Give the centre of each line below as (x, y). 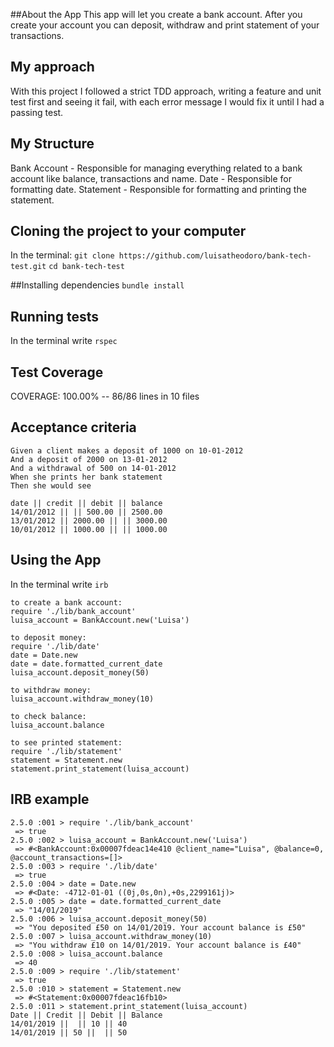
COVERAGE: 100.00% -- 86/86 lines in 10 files (105, 396)
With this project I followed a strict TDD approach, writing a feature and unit (166, 91)
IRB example (50, 799)
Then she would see (51, 485)
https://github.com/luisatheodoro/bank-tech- (215, 256)
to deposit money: (48, 637)
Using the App (56, 560)
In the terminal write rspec (64, 341)
